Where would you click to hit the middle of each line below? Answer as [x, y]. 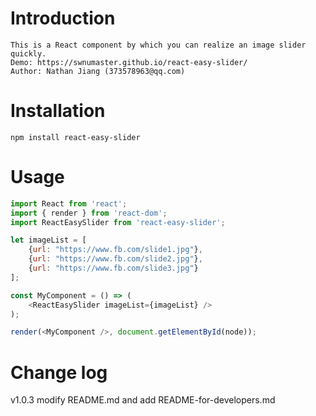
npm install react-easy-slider [75, 137]
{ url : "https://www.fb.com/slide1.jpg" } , [115, 250]
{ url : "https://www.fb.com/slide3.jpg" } [113, 268]
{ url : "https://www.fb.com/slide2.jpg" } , [115, 259]
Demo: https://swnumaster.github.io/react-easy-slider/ [129, 62]
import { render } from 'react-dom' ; [89, 213]
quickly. [28, 53]
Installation [58, 111]
